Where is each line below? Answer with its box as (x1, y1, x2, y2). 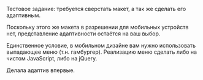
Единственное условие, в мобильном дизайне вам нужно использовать (6, 42, 196, 49)
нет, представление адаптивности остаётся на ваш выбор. (6, 30, 161, 37)
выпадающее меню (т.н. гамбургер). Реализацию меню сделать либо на (6, 48, 197, 56)
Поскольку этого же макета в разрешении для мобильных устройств (6, 24, 189, 31)
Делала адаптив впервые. (6, 67, 75, 74)
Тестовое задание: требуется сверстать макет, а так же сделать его (6, 5, 186, 12)
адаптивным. (6, 12, 41, 19)
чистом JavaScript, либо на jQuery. (6, 55, 98, 62)
